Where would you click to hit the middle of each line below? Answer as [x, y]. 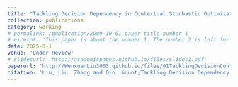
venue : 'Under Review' [41, 53]
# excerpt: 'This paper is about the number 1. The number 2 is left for [119, 40]
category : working [34, 27]
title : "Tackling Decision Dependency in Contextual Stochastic [104, 14]
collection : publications [45, 20]
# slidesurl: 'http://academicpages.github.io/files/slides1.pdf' [107, 60]
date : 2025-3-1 [30, 46]
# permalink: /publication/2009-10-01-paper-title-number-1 [98, 33]
